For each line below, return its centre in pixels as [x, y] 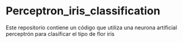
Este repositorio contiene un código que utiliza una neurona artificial [91, 27]
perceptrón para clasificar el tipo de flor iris [60, 33]
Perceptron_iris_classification [83, 11]
